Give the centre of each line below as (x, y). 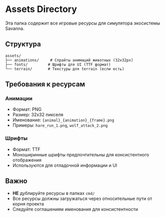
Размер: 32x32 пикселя (38, 115)
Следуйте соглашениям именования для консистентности (75, 209)
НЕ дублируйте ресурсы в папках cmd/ (54, 193)
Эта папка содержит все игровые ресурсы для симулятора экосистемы (83, 23)
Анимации (19, 99)
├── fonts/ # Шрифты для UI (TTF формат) (58, 64)
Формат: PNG (27, 109)
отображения (27, 160)
